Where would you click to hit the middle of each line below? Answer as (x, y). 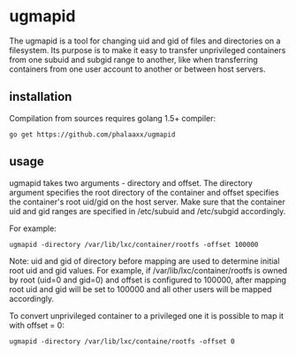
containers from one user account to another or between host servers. (137, 69)
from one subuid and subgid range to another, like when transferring (133, 59)
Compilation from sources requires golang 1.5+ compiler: (113, 118)
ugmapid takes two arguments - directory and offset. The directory (131, 182)
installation (41, 97)
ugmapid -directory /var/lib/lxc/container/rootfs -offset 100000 (134, 244)
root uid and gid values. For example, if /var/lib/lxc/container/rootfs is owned (148, 270)
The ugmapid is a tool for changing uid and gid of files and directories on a (145, 41)
